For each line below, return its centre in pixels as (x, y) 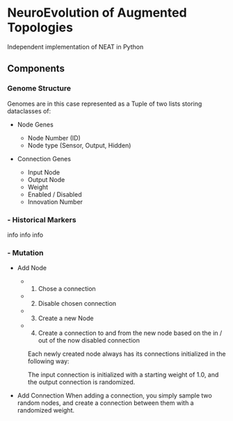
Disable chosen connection (77, 304)
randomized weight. (46, 411)
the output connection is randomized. (81, 382)
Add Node (32, 268)
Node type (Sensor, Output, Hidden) (79, 145)
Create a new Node (66, 318)
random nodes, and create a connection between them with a (105, 403)
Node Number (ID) (54, 138)
